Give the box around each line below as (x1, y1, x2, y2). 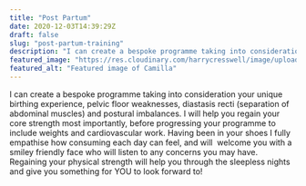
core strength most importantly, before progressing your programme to (9, 117, 276, 128)
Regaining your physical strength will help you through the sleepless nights (9, 156, 291, 167)
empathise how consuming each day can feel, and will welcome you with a (9, 137, 292, 148)
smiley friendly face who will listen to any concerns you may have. (9, 146, 258, 157)
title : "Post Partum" (9, 13, 92, 23)
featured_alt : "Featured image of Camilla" (9, 64, 178, 73)
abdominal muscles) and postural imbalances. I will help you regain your (9, 108, 280, 119)
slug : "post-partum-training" (9, 38, 125, 48)
